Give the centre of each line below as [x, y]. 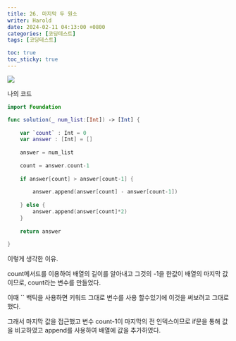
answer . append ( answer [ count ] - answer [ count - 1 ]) [105, 192]
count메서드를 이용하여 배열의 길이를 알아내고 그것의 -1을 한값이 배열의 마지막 [114, 274]
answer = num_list [47, 152]
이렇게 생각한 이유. [33, 259]
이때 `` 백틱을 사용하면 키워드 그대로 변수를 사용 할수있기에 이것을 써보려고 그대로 [118, 298]
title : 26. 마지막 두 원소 [42, 14]
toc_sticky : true [33, 60]
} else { [33, 205]
